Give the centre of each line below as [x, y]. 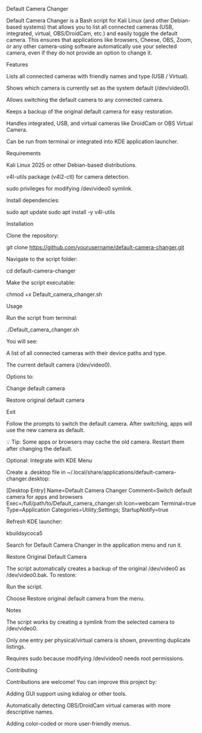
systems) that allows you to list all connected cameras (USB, [99, 27]
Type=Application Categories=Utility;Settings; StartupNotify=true [87, 510]
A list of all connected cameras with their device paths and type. [86, 353]
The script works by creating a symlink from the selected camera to [91, 622]
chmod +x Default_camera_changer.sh [54, 294]
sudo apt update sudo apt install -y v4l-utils [61, 212]
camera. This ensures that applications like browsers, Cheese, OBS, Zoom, [99, 40]
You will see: [22, 341]
